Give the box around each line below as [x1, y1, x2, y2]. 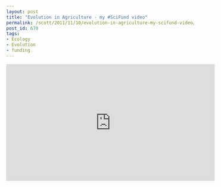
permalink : [6, 20, 33, 26]
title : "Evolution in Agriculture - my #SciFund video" [6, 14, 148, 20]
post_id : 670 [6, 25, 39, 31]
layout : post [6, 8, 39, 15]
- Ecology [6, 36, 31, 42]
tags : [6, 31, 20, 37]
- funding [6, 47, 31, 53]
